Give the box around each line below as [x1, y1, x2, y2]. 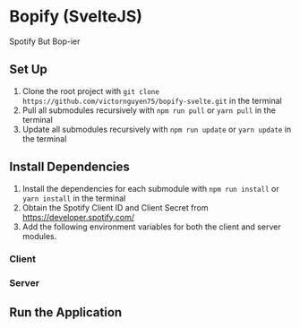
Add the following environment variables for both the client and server [21, 221, 281, 232]
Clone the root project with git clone [21, 85, 159, 96]
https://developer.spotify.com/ [21, 211, 134, 222]
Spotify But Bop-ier [9, 36, 81, 47]
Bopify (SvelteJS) [9, 6, 143, 27]
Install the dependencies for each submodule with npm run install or [21, 183, 279, 194]
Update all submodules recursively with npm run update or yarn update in [21, 124, 292, 134]
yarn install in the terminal [21, 193, 126, 203]
